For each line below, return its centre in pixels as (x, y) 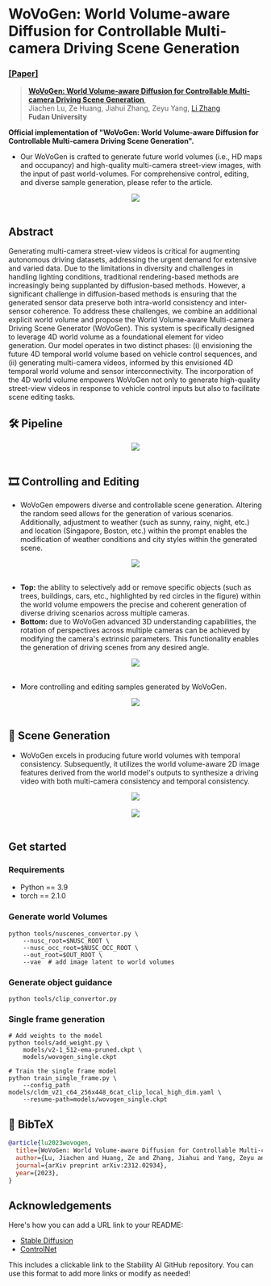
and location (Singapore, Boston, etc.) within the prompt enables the (133, 531)
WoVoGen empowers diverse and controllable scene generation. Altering (141, 505)
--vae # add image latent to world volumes (99, 962)
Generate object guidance (60, 982)
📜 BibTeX (31, 1124)
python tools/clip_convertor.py (63, 999)
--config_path (46, 1086)
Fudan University (57, 117)
